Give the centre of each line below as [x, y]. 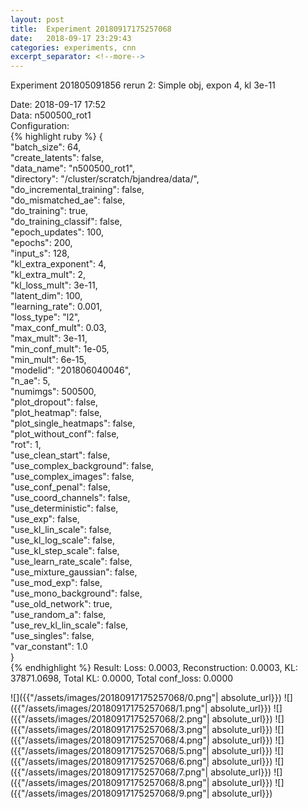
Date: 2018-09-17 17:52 [58, 105]
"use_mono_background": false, [76, 593]
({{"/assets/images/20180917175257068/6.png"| [110, 762]
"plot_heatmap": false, [56, 413]
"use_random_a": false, [58, 615]
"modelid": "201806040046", [71, 370]
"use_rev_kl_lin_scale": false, [69, 625]
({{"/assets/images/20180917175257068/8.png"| [110, 783]
